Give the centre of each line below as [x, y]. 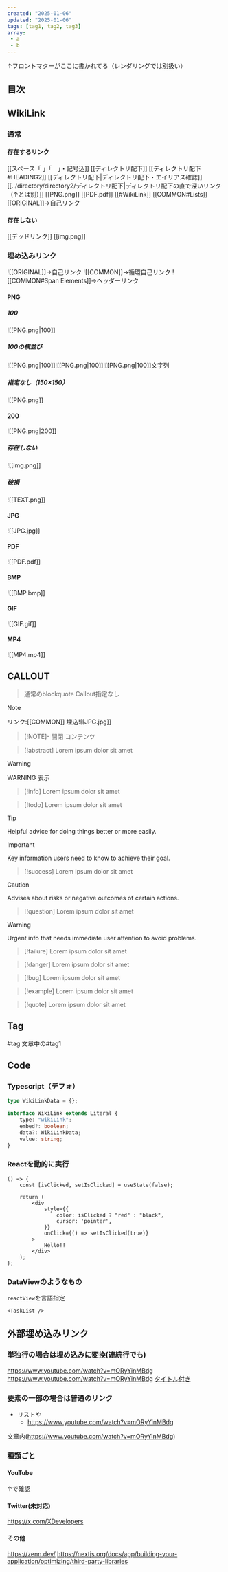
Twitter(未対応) [29, 1505]
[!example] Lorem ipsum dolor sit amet [79, 991]
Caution [18, 885]
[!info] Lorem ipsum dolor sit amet [72, 791]
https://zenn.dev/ [32, 1553]
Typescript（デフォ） [43, 1086]
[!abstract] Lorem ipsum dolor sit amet [78, 750]
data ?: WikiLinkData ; [50, 1132]
